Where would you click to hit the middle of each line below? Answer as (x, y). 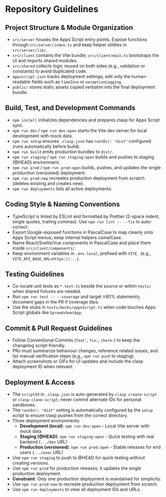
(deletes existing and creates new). (48, 183)
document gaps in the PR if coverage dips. (56, 302)
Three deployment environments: (46, 421)
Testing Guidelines (35, 274)
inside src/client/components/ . (44, 248)
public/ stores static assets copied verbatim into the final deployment (83, 87)
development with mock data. (43, 136)
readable (21, 82)
